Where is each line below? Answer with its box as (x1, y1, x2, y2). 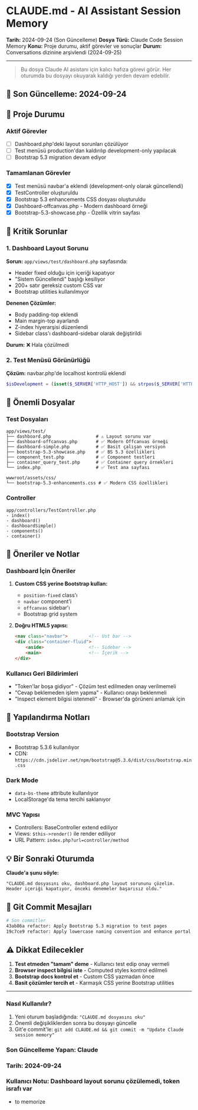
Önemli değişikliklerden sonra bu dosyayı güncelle (14, 1019, 137, 1026)
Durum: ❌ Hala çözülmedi (6, 341, 70, 348)
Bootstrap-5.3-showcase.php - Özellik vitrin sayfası (14, 209, 140, 216)
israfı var (6, 1085, 32, 1093)
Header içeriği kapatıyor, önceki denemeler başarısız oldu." (6, 886, 162, 892)
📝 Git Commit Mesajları (6, 902, 92, 912)
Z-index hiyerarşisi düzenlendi (14, 323, 88, 330)
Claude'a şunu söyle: (6, 870, 59, 877)
